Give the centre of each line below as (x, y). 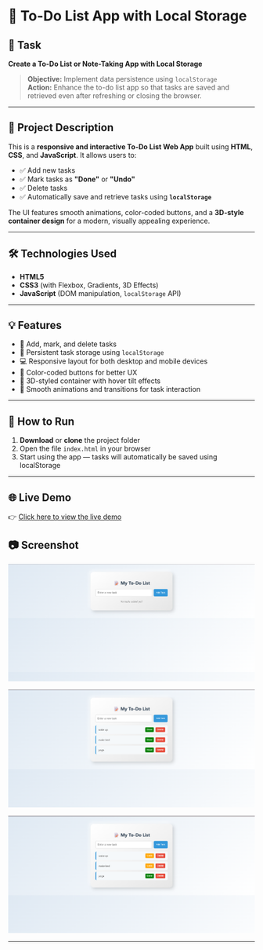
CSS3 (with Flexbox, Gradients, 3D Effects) (89, 285)
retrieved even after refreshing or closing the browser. (114, 96)
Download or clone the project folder (80, 440)
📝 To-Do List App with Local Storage (128, 16)
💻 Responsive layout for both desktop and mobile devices (113, 361)
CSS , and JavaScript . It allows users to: (72, 155)
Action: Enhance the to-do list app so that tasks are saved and (128, 87)
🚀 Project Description (61, 128)
